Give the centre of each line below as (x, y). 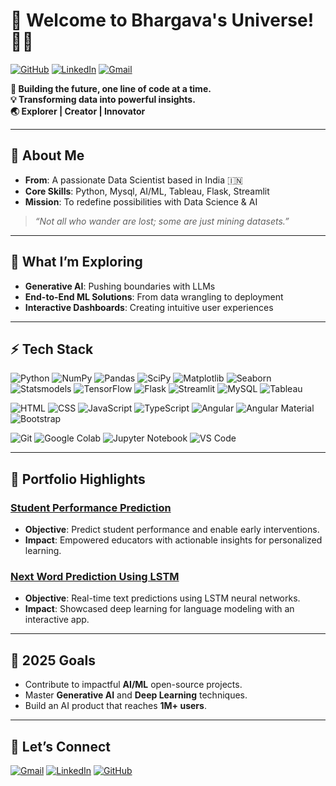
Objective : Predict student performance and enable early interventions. (172, 530)
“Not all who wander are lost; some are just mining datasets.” (162, 221)
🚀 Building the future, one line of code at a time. (111, 88)
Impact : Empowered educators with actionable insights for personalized (173, 540)
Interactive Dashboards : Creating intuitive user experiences (149, 307)
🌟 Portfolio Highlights (78, 479)
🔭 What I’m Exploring (76, 262)
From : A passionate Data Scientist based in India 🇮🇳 (133, 180)
